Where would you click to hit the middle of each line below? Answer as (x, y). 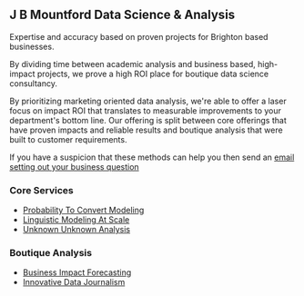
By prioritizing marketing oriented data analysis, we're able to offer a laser (148, 101)
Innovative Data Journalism (74, 282)
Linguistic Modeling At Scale (76, 220)
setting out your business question (74, 166)
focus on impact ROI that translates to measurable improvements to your (146, 110)
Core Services (42, 190)
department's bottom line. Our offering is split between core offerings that (148, 120)
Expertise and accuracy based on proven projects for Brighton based (139, 36)
